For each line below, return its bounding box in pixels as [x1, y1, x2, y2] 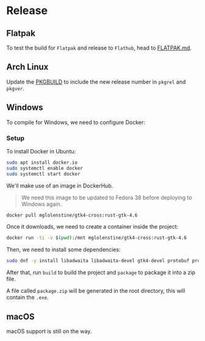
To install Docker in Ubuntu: [6, 147, 76, 155]
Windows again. [21, 200, 62, 208]
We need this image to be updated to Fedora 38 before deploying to [21, 194, 192, 201]
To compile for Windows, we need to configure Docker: [6, 119, 145, 126]
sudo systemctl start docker [6, 170, 81, 177]
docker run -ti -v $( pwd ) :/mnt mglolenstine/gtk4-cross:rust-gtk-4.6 [6, 235, 187, 241]
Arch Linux [6, 62, 49, 72]
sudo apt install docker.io [6, 159, 78, 166]
